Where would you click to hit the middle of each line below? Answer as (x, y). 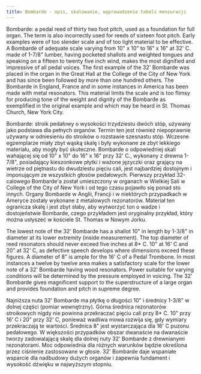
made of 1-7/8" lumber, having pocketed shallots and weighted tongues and (100, 54)
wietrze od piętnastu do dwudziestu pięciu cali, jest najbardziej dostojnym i (99, 168)
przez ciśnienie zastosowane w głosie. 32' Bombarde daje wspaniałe (91, 351)
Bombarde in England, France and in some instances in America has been (97, 86)
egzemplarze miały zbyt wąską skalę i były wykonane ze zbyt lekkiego (93, 143)
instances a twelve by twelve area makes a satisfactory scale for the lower (98, 263)
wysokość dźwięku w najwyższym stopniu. (59, 364)
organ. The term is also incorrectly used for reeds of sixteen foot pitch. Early (101, 35)
